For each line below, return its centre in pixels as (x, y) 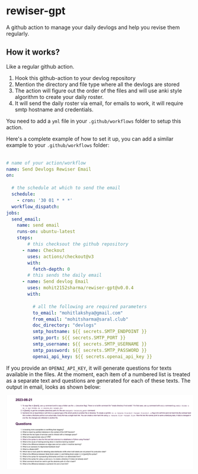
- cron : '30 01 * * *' (45, 200)
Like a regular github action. (40, 66)
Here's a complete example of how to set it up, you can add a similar (90, 139)
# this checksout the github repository (78, 244)
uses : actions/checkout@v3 (61, 257)
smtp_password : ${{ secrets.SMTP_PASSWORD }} (90, 350)
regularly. (18, 33)
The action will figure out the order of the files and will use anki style (98, 91)
